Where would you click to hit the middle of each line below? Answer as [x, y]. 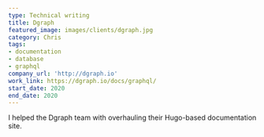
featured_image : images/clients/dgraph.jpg [81, 30]
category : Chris [35, 37]
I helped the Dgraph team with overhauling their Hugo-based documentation [132, 117]
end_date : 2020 [33, 96]
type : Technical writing [49, 15]
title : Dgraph [32, 23]
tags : [17, 45]
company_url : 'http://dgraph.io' [63, 74]
